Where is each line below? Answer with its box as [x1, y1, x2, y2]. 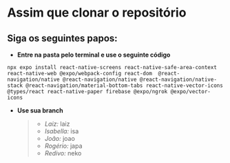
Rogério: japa [44, 142, 83, 150]
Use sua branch [17, 106, 63, 115]
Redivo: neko [44, 149, 82, 157]
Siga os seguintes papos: [7, 32, 118, 44]
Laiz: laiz [44, 119, 70, 128]
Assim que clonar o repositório [7, 5, 187, 21]
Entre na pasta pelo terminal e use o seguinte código [17, 50, 171, 59]
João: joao [44, 135, 76, 142]
